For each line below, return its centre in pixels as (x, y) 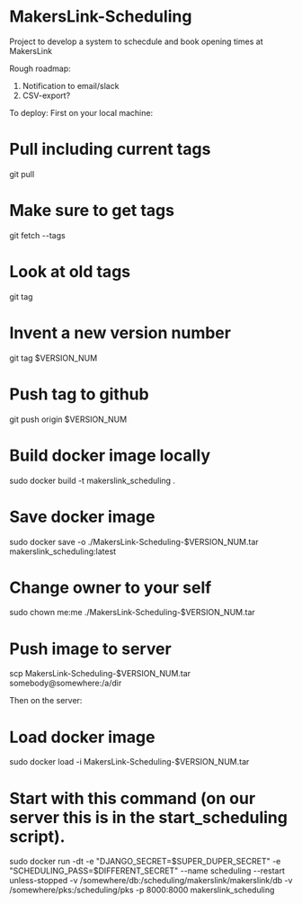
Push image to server (91, 649)
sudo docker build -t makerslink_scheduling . (93, 480)
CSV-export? (46, 95)
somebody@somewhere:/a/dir (66, 683)
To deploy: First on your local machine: (81, 112)
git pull (22, 174)
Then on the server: (46, 701)
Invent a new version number (120, 332)
